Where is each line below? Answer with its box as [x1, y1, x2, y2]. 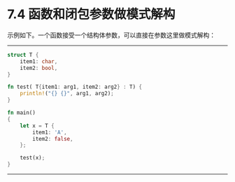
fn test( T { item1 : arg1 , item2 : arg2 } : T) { [7, 83, 142, 91]
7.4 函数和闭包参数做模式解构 [7, 6, 176, 22]
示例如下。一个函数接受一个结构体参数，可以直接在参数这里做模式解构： [7, 31, 215, 39]
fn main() [7, 109, 36, 116]
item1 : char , [20, 57, 58, 65]
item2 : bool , [20, 64, 58, 71]
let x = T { [20, 122, 55, 129]
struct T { [7, 51, 39, 58]
